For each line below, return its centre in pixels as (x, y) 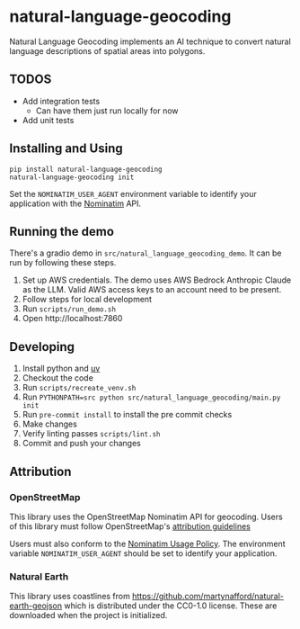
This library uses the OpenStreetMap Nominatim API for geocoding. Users (146, 517)
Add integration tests (61, 101)
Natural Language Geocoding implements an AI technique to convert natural (150, 41)
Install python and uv (61, 368)
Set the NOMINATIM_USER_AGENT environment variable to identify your (133, 193)
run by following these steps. (63, 263)
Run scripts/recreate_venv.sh (79, 388)
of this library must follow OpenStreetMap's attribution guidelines (130, 526)
